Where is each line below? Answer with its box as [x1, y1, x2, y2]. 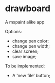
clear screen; [12, 48, 39, 54]
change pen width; [12, 43, 50, 49]
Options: [5, 28, 22, 34]
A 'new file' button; [12, 72, 50, 78]
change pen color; [12, 38, 49, 44]
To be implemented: [5, 63, 45, 69]
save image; [12, 53, 37, 59]
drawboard [5, 3, 51, 14]
